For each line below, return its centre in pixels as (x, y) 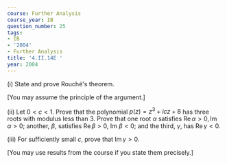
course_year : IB (30, 20)
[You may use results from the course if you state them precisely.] (100, 153)
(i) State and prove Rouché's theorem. (61, 84)
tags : (15, 33)
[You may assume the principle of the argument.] (76, 97)
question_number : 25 (37, 26)
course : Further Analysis (44, 13)
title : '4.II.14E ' (35, 58)
